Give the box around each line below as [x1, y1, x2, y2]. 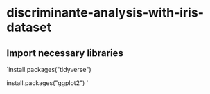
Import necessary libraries [6, 47, 124, 59]
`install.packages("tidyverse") [6, 66, 91, 73]
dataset [6, 19, 52, 35]
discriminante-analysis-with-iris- [6, 5, 204, 21]
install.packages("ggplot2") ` [6, 79, 89, 87]
